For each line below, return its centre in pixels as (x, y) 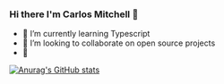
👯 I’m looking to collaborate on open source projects (119, 43)
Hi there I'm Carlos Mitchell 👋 (74, 14)
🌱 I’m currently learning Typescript (86, 34)
